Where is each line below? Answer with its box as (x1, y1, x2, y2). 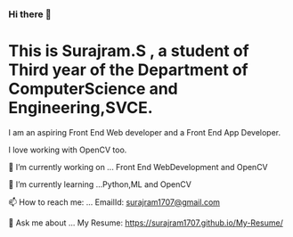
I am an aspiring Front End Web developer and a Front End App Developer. (8, 127, 281, 137)
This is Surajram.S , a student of (8, 41, 250, 61)
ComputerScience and (8, 79, 179, 99)
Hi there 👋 (8, 8, 53, 20)
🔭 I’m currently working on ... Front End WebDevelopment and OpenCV (8, 161, 268, 172)
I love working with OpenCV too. (8, 144, 127, 155)
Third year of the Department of (8, 60, 248, 80)
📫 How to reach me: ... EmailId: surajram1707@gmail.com (8, 196, 220, 208)
